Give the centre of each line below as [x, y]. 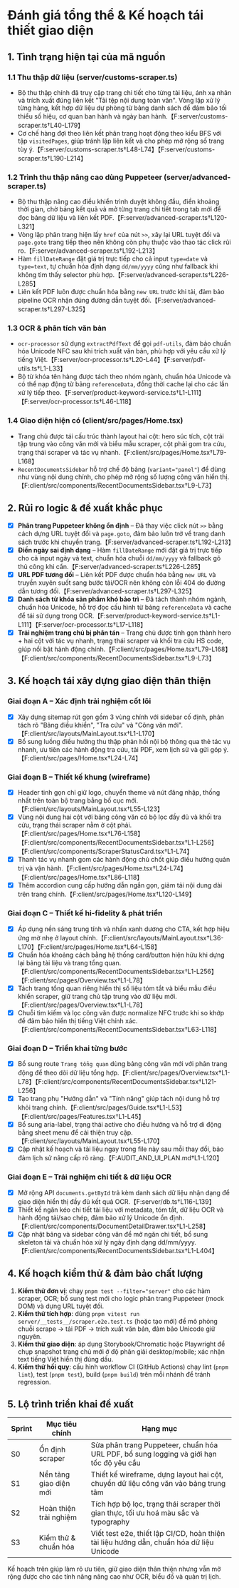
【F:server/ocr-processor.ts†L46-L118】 [76, 402]
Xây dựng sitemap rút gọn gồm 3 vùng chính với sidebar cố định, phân [121, 717]
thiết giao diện [51, 30]
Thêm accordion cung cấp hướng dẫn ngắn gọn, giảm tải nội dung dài [120, 885]
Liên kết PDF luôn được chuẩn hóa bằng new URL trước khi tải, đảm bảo [121, 292]
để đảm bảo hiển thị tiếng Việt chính [71, 1020]
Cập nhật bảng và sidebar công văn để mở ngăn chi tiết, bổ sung [113, 1234]
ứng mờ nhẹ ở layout [48, 938]
